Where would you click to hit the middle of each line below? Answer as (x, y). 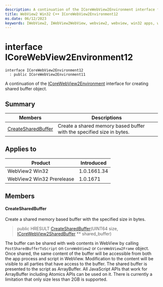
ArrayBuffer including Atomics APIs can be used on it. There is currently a (79, 274)
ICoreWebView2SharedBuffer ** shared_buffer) (64, 234)
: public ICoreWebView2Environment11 (48, 75)
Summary (20, 104)
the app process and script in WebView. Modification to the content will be (79, 259)
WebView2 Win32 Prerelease (41, 179)
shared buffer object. (26, 89)
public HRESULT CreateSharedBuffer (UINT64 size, (67, 229)
